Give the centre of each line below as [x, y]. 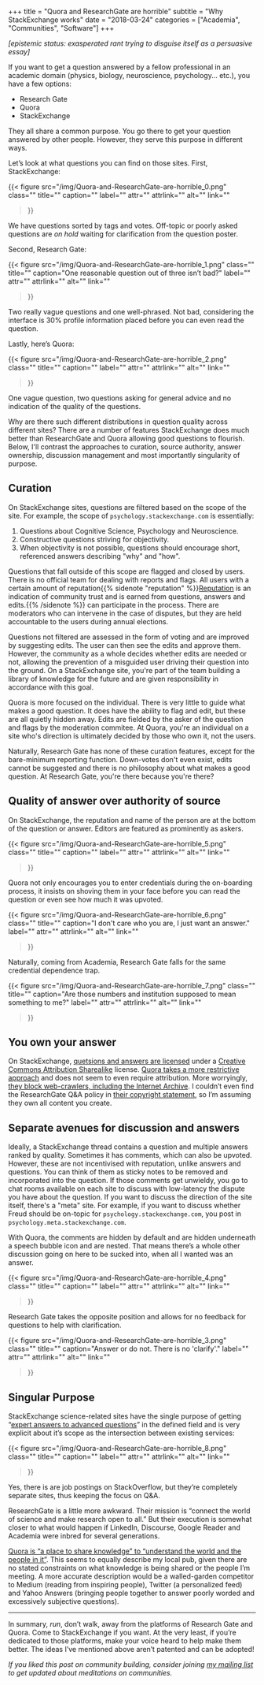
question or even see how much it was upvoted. [86, 899]
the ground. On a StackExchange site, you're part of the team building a [124, 670]
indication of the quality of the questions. [75, 406]
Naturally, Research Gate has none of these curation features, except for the [132, 751]
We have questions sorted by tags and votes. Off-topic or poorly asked [123, 225]
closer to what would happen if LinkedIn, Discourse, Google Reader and [125, 1527]
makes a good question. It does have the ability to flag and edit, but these [127, 710]
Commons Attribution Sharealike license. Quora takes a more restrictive [124, 1069]
